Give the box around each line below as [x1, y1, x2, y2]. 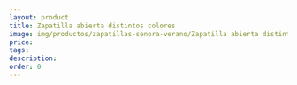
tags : [9, 46, 29, 55]
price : [9, 37, 34, 47]
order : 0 [9, 63, 42, 72]
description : [9, 54, 57, 63]
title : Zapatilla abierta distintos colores [9, 21, 176, 30]
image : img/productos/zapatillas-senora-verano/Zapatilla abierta [9, 29, 259, 38]
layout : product [9, 12, 69, 22]
